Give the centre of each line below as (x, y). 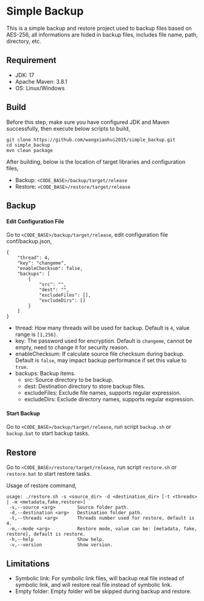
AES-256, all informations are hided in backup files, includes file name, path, (102, 34)
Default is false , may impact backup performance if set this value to (101, 360)
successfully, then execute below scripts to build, (68, 128)
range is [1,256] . (36, 335)
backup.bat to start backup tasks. (48, 433)
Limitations (28, 563)
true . (22, 367)
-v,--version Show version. (61, 545)
